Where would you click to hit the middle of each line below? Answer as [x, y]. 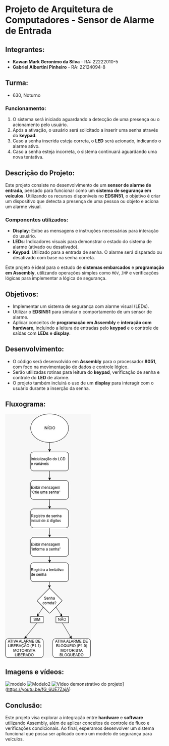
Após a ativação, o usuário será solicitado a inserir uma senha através [85, 130]
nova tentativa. [28, 157]
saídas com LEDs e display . [41, 333]
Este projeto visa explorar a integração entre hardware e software [74, 718]
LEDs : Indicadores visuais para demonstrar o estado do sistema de [82, 242]
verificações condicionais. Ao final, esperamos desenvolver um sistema [80, 728]
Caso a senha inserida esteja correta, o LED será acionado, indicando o [87, 141]
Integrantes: [25, 49]
